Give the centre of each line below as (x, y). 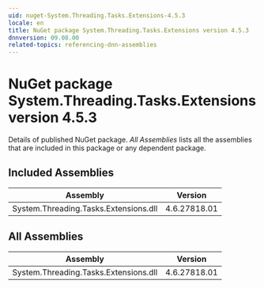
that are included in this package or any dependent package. (107, 148)
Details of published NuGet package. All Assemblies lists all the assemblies (130, 140)
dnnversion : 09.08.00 (44, 38)
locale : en (26, 23)
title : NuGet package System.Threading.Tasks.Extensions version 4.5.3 (128, 30)
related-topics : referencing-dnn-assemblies (83, 45)
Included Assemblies (61, 173)
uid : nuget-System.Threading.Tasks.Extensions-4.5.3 (97, 15)
